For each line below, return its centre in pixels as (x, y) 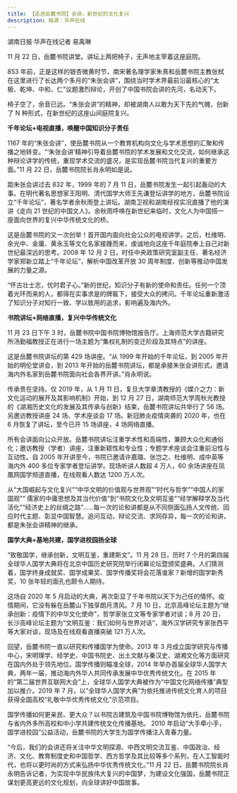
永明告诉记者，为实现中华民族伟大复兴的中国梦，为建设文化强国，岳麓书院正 (119, 773)
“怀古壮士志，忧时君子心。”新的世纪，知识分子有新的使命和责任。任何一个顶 (117, 285)
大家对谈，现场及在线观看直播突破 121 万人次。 (81, 631)
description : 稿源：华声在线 (47, 20)
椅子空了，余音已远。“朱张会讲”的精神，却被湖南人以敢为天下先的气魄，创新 (118, 104)
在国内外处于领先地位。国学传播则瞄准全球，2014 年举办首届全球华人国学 (114, 664)
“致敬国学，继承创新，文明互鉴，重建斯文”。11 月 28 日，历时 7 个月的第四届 (118, 555)
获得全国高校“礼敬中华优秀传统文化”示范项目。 (75, 699)
